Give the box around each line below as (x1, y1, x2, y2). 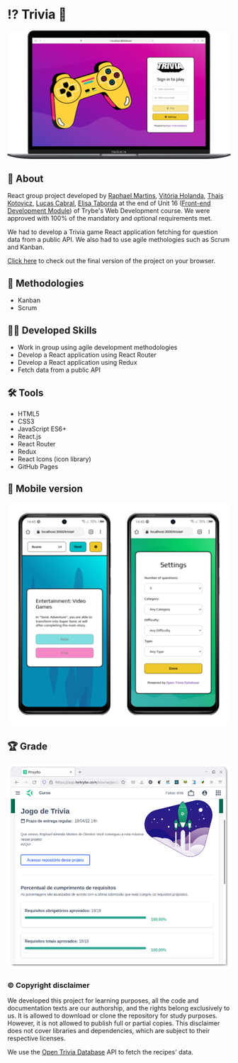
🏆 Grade (7, 741, 48, 753)
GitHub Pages (17, 462, 59, 470)
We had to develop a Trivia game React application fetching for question (7, 228, 218, 236)
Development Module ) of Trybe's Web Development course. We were (7, 206, 210, 215)
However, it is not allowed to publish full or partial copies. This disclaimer (7, 1018, 220, 1028)
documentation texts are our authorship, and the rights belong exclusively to (7, 1003, 230, 1012)
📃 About (7, 173, 44, 185)
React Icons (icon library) (17, 454, 92, 463)
